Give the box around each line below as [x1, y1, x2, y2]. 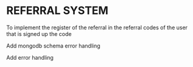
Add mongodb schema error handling [6, 42, 100, 49]
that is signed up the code [6, 30, 72, 37]
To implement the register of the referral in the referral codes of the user [6, 24, 188, 31]
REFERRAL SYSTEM [6, 4, 108, 18]
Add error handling [6, 54, 54, 61]
